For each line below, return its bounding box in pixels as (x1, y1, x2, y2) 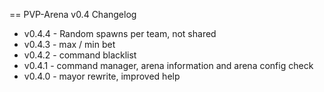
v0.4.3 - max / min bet (23, 39, 116, 50)
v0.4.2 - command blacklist (23, 49, 137, 61)
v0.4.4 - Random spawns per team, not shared (23, 28, 217, 39)
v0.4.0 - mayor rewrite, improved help (23, 70, 181, 82)
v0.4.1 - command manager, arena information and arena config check (23, 60, 314, 71)
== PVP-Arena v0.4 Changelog (9, 9, 137, 20)
